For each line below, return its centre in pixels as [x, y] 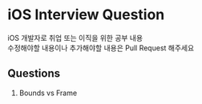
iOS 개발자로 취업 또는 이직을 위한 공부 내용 [75, 38]
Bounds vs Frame [48, 93]
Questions [34, 74]
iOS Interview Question [86, 15]
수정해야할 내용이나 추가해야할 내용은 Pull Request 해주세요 [101, 48]
